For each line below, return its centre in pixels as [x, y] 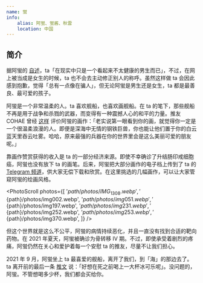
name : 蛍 [17, 12]
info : [13, 18]
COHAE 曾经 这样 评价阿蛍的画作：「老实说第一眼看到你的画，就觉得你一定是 [101, 121]
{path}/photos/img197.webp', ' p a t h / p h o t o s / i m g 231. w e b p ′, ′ [79, 206]
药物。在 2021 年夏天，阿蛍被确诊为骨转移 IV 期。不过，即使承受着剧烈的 [97, 238]
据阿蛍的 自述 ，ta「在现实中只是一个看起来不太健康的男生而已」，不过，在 [98, 71]
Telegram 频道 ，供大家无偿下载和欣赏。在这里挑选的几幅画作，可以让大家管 [101, 172]
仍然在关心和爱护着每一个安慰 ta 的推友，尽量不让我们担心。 [102, 246]
